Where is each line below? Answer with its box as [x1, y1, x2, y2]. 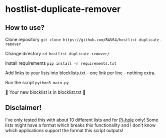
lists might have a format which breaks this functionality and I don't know [5, 122, 156, 128]
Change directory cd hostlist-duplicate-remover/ [5, 51, 110, 56]
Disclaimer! [5, 104, 41, 112]
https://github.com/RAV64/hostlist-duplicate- [63, 37, 162, 42]
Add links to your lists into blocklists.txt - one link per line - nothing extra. [5, 70, 156, 76]
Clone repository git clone [5, 36, 61, 42]
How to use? [5, 23, 45, 32]
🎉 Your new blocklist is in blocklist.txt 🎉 [5, 89, 86, 95]
